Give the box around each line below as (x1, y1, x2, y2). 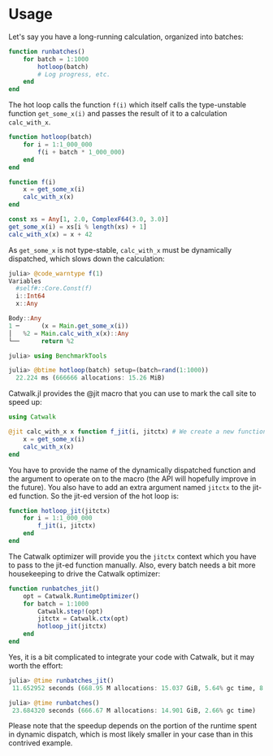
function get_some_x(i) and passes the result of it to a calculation (8, 109, 227, 119)
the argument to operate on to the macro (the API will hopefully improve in (8, 473, 257, 484)
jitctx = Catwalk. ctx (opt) (37, 615, 129, 623)
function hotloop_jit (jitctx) (8, 506, 111, 515)
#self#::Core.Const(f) (15, 285, 93, 293)
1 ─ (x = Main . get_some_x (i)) (8, 322, 129, 330)
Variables (8, 277, 42, 285)
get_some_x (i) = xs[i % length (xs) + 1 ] (8, 223, 148, 231)
